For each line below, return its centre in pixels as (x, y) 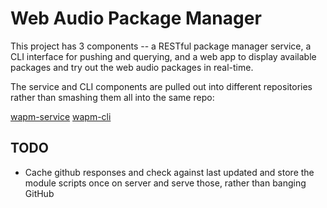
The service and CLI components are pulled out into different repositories (161, 86)
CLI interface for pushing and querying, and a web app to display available (163, 56)
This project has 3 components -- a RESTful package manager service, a (161, 46)
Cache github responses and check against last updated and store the (169, 172)
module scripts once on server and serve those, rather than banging (165, 183)
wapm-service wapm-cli (61, 116)
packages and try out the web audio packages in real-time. (132, 67)
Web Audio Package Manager (136, 18)
